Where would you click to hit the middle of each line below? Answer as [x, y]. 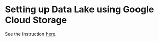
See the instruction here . [31, 34]
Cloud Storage [36, 20]
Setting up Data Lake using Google [79, 9]
